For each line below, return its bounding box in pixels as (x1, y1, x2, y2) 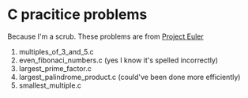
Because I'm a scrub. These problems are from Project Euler (7, 32, 204, 41)
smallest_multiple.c (18, 81, 82, 90)
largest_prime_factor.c (18, 63, 92, 73)
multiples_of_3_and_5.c (18, 47, 94, 56)
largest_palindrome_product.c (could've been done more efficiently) (18, 72, 241, 81)
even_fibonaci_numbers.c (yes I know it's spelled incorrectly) (18, 55, 219, 65)
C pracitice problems (7, 6, 148, 24)
